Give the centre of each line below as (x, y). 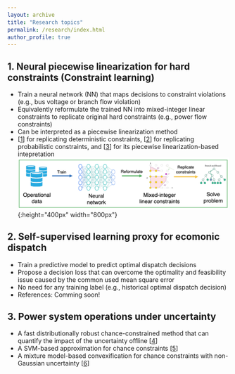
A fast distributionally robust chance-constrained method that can (113, 333)
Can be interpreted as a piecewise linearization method (97, 132)
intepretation (36, 154)
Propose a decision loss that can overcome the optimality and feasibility (122, 272)
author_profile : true (39, 37)
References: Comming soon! (59, 295)
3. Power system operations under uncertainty (112, 316)
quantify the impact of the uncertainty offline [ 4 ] (88, 341)
